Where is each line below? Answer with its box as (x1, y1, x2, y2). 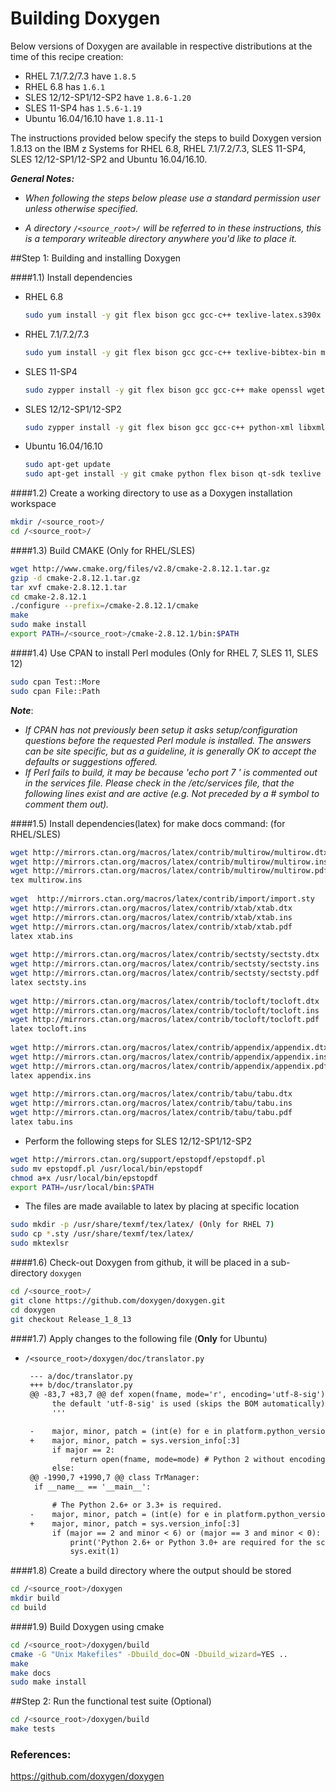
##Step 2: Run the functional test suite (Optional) (10, 1695, 212, 1707)
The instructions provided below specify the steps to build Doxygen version (10, 132, 322, 144)
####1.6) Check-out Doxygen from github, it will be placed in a (10, 1257, 269, 1269)
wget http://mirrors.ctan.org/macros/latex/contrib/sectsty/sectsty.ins (10, 959, 320, 969)
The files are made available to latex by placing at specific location (24, 1200, 300, 1212)
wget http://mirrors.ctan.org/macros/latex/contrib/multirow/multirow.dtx (10, 847, 329, 857)
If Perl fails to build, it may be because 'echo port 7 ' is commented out (24, 766, 318, 778)
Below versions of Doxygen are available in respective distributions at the (10, 40, 313, 52)
